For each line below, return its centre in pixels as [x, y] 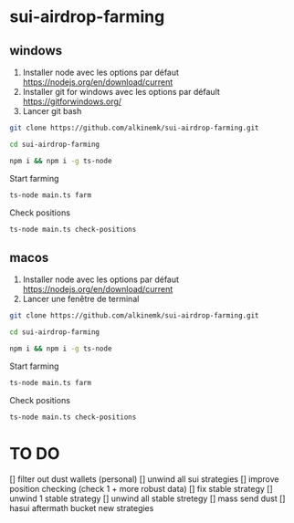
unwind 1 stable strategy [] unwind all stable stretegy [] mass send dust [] [147, 498]
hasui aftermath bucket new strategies [82, 507]
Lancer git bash [52, 111]
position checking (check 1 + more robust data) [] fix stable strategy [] [142, 488]
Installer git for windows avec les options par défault [121, 92]
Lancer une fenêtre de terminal [81, 299]
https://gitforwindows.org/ [72, 101]
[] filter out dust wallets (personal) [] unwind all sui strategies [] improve [144, 479]
